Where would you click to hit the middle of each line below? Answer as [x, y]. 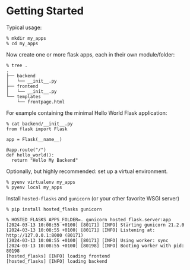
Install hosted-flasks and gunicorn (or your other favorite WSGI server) [93, 198]
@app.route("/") [26, 150]
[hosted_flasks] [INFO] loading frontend [58, 256]
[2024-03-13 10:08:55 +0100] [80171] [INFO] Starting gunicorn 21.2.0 [95, 225]
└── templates [24, 96]
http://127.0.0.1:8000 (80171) [45, 235]
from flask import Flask [37, 129]
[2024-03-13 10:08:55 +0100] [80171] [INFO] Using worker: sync [87, 240]
